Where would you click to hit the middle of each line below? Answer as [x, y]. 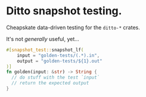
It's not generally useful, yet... [43, 39]
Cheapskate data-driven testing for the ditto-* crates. [73, 27]
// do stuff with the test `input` [56, 78]
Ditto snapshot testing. [64, 11]
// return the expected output [50, 83]
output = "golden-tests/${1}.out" [60, 61]
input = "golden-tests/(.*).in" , [58, 55]
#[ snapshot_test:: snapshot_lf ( [45, 50]
